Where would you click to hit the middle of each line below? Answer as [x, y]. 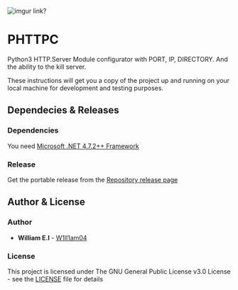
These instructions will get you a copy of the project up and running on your [118, 80]
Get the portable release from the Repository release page [93, 179]
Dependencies [33, 130]
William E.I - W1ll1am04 [52, 238]
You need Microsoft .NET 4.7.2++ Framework [74, 146]
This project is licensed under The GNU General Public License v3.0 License [119, 271]
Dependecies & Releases [63, 110]
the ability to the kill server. [47, 67]
